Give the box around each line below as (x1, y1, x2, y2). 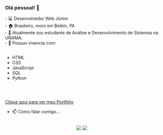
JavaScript (12, 65, 34, 71)
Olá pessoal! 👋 (5, 4, 40, 11)
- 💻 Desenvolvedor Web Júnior (5, 15, 69, 21)
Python (12, 75, 27, 81)
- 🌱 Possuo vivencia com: (5, 40, 56, 46)
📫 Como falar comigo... (12, 109, 60, 115)
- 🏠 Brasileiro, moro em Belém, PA (5, 23, 75, 29)
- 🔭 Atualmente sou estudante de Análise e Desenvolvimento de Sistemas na (5, 30, 159, 36)
